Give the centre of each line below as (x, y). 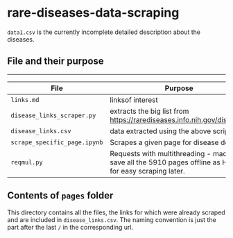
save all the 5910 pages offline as (165, 162)
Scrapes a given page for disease (164, 142)
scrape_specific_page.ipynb (57, 142)
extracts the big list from (149, 111)
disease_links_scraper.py (53, 115)
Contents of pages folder (60, 196)
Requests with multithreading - (161, 153)
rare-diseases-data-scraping (93, 13)
